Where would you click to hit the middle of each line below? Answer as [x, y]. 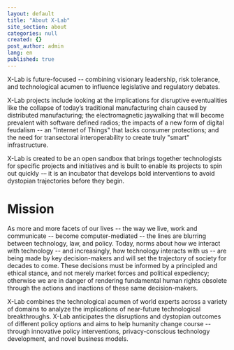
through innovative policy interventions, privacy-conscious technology [109, 331]
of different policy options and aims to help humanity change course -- [109, 323]
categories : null [32, 33]
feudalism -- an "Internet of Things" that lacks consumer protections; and [113, 129]
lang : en [20, 53]
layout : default [31, 14]
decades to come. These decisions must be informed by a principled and [112, 265]
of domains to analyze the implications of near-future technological [104, 309]
